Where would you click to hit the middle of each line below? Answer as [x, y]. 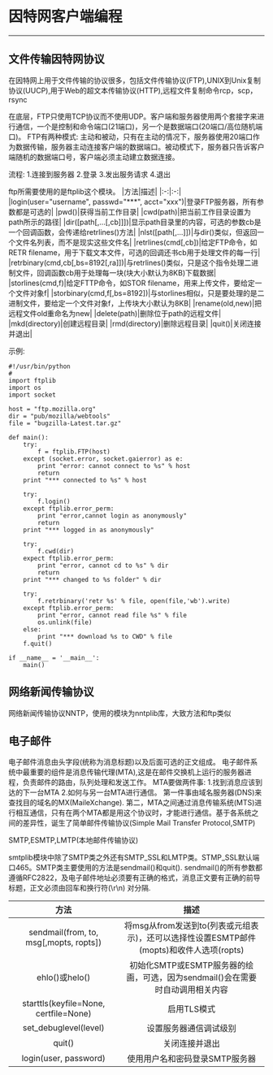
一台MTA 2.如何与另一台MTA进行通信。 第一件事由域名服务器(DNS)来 [146, 792]
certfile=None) [63, 1014]
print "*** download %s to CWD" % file [105, 636]
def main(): [28, 437]
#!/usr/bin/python [39, 366]
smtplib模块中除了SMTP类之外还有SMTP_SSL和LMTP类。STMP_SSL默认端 [134, 857]
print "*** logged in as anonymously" [89, 530]
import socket [32, 395]
